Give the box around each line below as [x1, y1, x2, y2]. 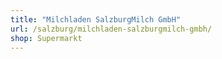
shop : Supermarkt [10, 33, 83, 43]
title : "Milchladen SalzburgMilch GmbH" [10, 14, 182, 25]
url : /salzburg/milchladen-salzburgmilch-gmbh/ [10, 24, 213, 34]
